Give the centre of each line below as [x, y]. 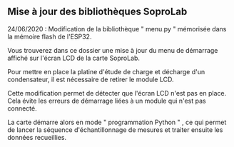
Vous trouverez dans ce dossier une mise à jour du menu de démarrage [113, 50]
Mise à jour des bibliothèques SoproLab [97, 12]
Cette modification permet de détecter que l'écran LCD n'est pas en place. [117, 93]
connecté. [22, 108]
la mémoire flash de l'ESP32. [50, 36]
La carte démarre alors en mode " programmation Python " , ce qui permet [117, 122]
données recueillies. [37, 137]
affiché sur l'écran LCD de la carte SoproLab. [74, 58]
